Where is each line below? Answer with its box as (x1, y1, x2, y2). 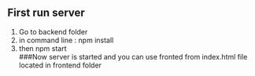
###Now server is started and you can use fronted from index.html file (18, 52, 248, 61)
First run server (7, 6, 86, 20)
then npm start (18, 43, 68, 53)
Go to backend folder (18, 27, 88, 36)
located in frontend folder (18, 60, 102, 70)
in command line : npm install (18, 35, 114, 45)
